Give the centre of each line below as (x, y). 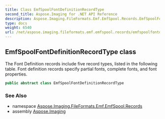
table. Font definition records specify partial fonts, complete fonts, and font (81, 69)
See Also (16, 96)
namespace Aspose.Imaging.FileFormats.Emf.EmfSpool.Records (77, 106)
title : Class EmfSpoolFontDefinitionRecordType (55, 10)
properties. (16, 74)
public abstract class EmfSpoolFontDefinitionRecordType (65, 83)
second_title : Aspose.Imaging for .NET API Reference (61, 14)
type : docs (16, 23)
